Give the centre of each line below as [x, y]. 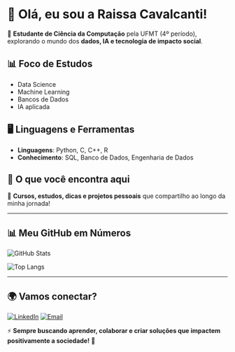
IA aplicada [34, 106]
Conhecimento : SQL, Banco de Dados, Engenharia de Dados [105, 157]
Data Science [37, 84]
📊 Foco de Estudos [50, 64]
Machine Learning [43, 92]
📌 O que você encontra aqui [69, 179]
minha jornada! [29, 204]
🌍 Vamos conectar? [52, 296]
